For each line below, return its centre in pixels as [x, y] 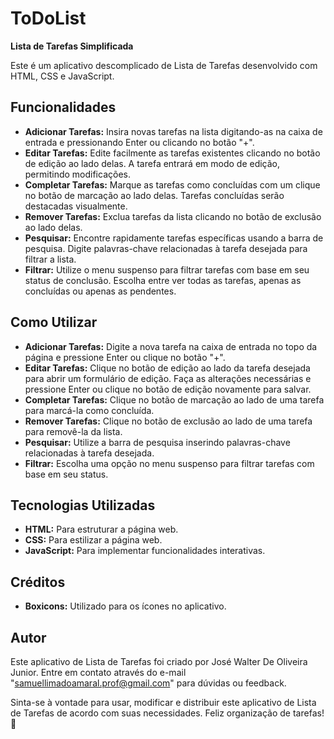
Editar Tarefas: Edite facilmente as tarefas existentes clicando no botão [172, 153]
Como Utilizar [54, 322]
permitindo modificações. [77, 174]
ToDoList [48, 18]
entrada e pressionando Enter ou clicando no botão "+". [139, 142]
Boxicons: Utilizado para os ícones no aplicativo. [125, 606]
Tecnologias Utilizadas [83, 505]
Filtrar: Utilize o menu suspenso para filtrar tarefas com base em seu [167, 269]
